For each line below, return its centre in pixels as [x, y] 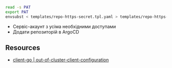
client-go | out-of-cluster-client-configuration [61, 60]
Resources [23, 48]
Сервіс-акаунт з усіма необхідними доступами [64, 26]
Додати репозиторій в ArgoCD [46, 32]
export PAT [17, 12]
